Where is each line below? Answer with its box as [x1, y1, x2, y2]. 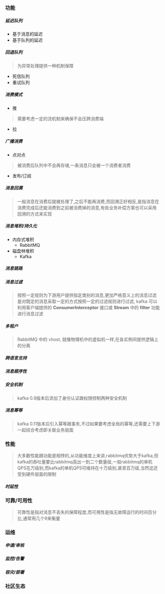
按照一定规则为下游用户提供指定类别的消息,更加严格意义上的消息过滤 [17, 292, 157, 298]
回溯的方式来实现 [17, 211, 52, 217]
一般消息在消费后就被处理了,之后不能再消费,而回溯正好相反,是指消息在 [17, 198, 159, 204]
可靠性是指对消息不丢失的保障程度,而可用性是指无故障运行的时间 [17, 509, 148, 515]
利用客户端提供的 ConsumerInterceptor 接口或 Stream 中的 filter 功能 [17, 305, 160, 311]
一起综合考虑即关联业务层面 [17, 427, 74, 433]
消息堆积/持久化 [5, 223, 37, 229]
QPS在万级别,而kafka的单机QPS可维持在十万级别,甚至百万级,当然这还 [17, 465, 158, 471]
